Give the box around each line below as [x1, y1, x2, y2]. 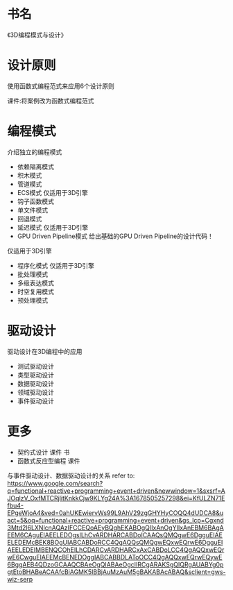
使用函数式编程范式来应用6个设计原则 [7, 81, 114, 90]
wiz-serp [7, 575, 33, 583]
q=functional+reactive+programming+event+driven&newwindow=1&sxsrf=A [7, 487, 225, 495]
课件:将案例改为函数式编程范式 [7, 96, 95, 105]
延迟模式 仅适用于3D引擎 [17, 223, 89, 231]
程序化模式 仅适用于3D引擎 [17, 261, 95, 269]
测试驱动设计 [17, 362, 54, 370]
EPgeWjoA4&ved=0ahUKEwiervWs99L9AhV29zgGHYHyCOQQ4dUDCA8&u [7, 508, 224, 517]
